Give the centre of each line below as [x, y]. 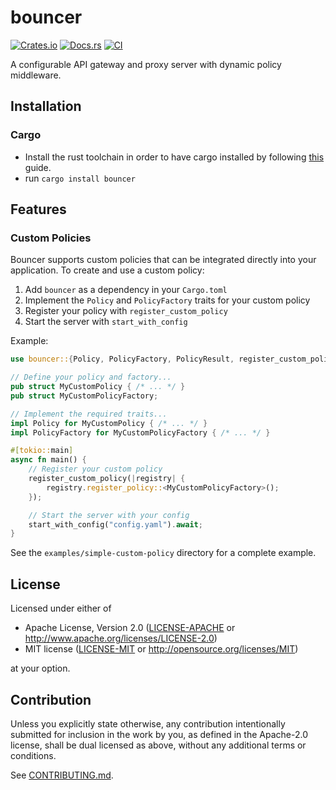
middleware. [36, 75]
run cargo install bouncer [80, 178]
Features [38, 209]
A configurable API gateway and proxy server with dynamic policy [146, 64]
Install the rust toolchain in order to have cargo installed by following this [174, 157]
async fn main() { [48, 460]
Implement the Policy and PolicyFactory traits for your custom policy [167, 300]
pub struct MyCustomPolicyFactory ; [84, 396]
